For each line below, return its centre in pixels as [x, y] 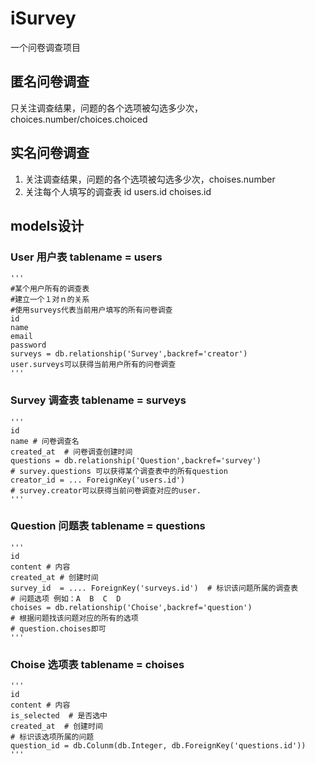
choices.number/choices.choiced [79, 119]
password [28, 345]
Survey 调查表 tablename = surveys [98, 400]
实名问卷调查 [50, 153]
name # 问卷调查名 [45, 441]
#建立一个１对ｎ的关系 [50, 300]
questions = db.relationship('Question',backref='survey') [136, 460]
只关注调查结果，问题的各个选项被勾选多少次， [106, 108]
